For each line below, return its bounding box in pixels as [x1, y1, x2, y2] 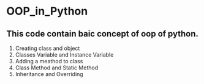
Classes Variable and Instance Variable [15, 51, 114, 58]
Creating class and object [15, 44, 80, 52]
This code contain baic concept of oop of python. [6, 29, 199, 39]
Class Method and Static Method [15, 64, 99, 71]
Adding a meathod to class [15, 58, 83, 65]
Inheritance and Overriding [15, 71, 84, 77]
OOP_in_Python [6, 4, 88, 18]
